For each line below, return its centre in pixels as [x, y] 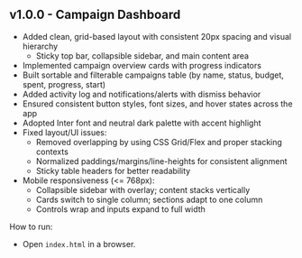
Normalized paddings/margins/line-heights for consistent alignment [161, 161]
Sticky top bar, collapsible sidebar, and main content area [142, 55]
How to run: [31, 226]
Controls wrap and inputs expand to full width [120, 209]
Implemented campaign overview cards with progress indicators [142, 65]
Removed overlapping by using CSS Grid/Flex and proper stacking [159, 142]
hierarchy [40, 46]
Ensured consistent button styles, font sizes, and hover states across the [157, 104]
